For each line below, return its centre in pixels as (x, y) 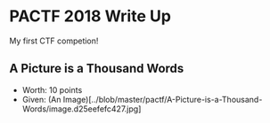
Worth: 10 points (52, 89)
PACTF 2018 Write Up (90, 16)
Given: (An (41, 99)
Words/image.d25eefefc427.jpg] (82, 109)
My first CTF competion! (54, 41)
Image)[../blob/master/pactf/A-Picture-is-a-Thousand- (163, 99)
